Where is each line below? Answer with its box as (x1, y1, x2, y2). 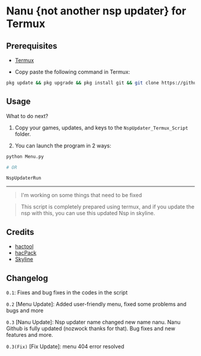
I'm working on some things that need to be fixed (20, 192, 142, 199)
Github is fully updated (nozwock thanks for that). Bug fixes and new (6, 325, 175, 332)
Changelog (6, 273, 48, 283)
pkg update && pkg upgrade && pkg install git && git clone (6, 80, 160, 86)
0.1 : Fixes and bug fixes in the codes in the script (6, 289, 128, 296)
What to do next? (6, 112, 48, 119)
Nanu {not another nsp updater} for (6, 4, 187, 18)
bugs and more (6, 307, 44, 314)
